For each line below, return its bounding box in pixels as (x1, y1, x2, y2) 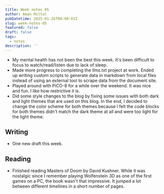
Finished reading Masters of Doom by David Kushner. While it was (12, 168, 146, 174)
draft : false (5, 30, 32, 35)
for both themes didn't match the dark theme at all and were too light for (12, 108, 158, 115)
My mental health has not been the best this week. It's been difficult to (12, 57, 155, 62)
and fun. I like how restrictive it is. (12, 88, 80, 94)
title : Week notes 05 (5, 7, 49, 12)
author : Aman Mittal (5, 12, 47, 17)
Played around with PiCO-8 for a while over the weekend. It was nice (12, 82, 151, 88)
